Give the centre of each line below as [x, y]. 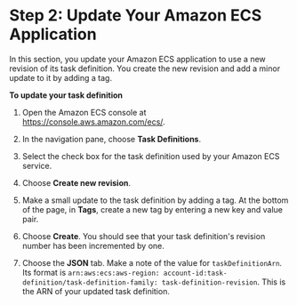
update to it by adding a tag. [61, 77]
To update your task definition [66, 95]
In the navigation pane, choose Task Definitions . [112, 139]
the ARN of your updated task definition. [96, 291]
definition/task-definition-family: [90, 282]
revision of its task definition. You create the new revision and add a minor [145, 68]
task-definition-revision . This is [224, 282]
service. [37, 165]
